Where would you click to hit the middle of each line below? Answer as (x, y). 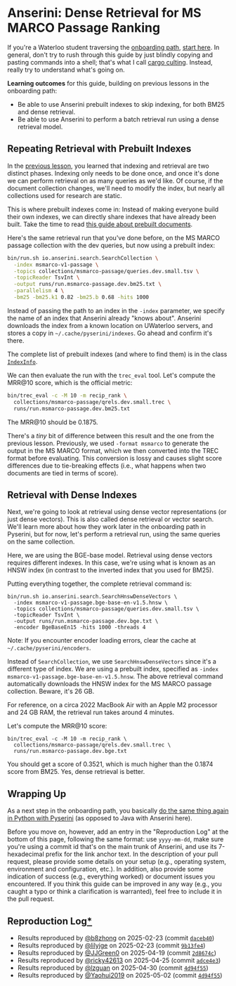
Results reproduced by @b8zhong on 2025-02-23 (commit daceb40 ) (116, 938)
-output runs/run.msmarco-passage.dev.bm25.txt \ (87, 284)
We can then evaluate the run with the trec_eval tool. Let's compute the (111, 375)
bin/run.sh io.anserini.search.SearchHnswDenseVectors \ (92, 597)
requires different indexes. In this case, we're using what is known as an (111, 563)
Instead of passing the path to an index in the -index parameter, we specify (116, 310)
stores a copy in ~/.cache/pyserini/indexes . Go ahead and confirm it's (110, 333)
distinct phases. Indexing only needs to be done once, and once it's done (113, 173)
